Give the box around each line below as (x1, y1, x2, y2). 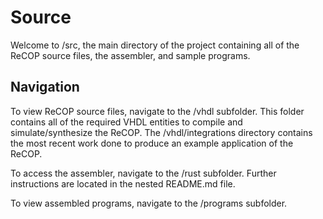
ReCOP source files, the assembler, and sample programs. (10, 49, 251, 61)
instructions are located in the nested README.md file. (10, 177, 236, 190)
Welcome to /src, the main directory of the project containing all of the (10, 39, 300, 51)
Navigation (10, 79, 80, 96)
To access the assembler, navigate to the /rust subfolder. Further (10, 167, 277, 179)
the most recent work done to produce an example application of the (10, 137, 294, 149)
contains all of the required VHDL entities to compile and (10, 116, 243, 128)
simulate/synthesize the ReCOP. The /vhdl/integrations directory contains (10, 126, 313, 138)
